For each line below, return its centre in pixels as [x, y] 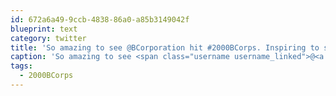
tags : [21, 66]
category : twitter [48, 38]
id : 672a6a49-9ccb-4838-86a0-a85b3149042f [100, 19]
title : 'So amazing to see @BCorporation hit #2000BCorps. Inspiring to [165, 47]
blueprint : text [44, 29]
